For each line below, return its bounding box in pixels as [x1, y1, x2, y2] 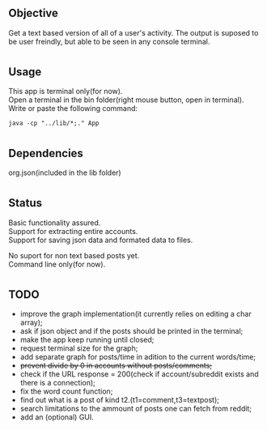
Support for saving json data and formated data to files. [8, 235, 193, 245]
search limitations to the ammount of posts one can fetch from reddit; [19, 404, 252, 414]
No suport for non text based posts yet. [8, 250, 140, 260]
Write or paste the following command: [8, 104, 138, 113]
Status [8, 196, 43, 210]
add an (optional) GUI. [19, 412, 95, 422]
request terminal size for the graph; [19, 343, 138, 353]
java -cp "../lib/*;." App [8, 119, 100, 128]
